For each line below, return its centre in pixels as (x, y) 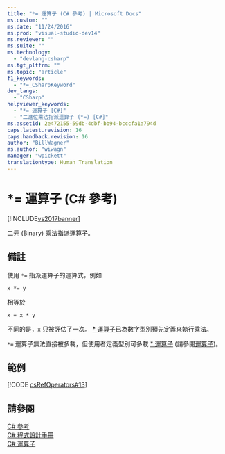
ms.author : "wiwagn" (37, 149)
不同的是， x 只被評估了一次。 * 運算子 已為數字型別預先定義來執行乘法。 (110, 329)
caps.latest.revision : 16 (44, 130)
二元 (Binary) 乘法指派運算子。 (51, 233)
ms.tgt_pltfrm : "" (34, 65)
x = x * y (21, 315)
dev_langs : (23, 91)
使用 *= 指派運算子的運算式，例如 (55, 275)
